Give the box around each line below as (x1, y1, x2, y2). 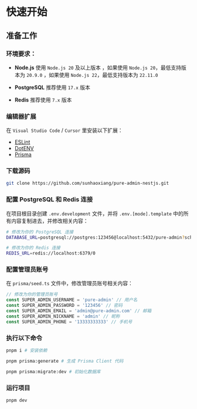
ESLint (14, 138, 30, 146)
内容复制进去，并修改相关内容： (11, 217, 89, 224)
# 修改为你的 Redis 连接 (6, 245, 60, 251)
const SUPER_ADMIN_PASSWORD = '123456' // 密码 (6, 303, 123, 309)
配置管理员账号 (6, 265, 49, 273)
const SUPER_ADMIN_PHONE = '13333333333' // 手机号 (6, 319, 133, 325)
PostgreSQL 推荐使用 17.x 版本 (14, 83, 91, 91)
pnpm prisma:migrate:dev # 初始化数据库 (6, 369, 101, 374)
